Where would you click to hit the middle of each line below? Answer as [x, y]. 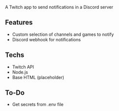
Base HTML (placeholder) [38, 77]
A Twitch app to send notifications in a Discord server [59, 7]
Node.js [20, 72]
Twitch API [23, 67]
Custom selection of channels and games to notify [63, 34]
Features [19, 22]
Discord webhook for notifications [46, 39]
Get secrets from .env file [38, 105]
